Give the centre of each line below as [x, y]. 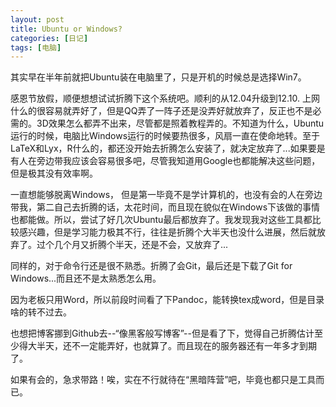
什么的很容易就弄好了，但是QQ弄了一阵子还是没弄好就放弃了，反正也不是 [161, 111]
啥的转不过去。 [41, 312]
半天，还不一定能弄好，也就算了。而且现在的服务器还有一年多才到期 [176, 346]
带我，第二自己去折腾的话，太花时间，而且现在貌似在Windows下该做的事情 [165, 207]
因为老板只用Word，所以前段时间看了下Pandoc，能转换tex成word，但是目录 [167, 300]
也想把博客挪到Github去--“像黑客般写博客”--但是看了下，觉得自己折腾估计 [162, 333]
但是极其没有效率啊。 [54, 173]
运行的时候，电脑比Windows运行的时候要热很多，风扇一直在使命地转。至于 [165, 136]
